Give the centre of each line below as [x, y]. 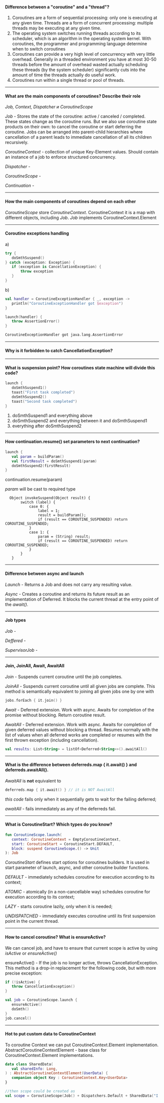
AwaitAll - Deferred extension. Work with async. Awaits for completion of [78, 724]
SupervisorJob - [21, 650]
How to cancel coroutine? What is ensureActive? [55, 937]
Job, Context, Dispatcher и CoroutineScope [49, 107]
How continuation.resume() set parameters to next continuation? [72, 441]
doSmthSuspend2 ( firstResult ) [41, 466]
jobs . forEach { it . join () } [34, 700]
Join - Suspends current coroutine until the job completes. [64, 677]
